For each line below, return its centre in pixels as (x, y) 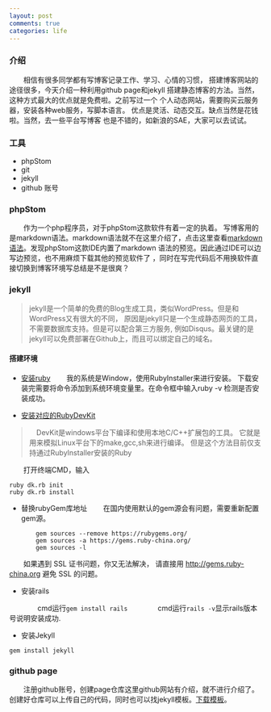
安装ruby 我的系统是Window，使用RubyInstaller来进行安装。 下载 (136, 378)
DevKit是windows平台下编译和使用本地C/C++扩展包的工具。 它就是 (148, 432)
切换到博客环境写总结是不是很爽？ (73, 268)
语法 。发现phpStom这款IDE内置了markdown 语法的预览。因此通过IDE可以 (132, 248)
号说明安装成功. (35, 618)
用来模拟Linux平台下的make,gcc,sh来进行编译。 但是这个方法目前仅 (142, 442)
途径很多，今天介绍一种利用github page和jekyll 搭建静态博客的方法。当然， (134, 90)
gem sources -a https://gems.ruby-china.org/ (114, 540)
